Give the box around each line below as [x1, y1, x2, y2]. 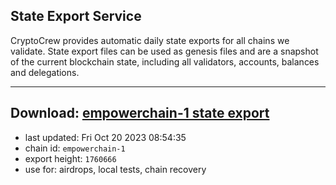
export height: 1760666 [24, 152, 117, 164]
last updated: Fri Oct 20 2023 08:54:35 [24, 131, 187, 143]
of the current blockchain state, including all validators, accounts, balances [10, 55, 320, 68]
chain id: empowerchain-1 [24, 142, 126, 154]
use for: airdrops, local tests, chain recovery [24, 163, 207, 175]
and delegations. [10, 66, 80, 78]
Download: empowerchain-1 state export [10, 105, 270, 122]
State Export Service [10, 8, 142, 25]
